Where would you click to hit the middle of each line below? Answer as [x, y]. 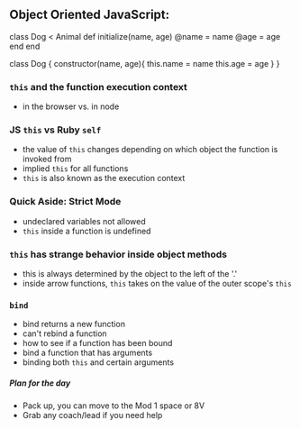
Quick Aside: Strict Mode [65, 202]
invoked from [47, 159]
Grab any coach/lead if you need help [92, 415]
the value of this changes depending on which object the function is [150, 150]
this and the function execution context [98, 87]
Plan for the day [40, 383]
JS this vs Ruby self [55, 130]
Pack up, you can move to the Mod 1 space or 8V [114, 406]
